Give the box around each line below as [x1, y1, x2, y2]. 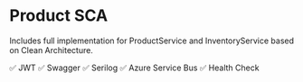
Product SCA [9, 5, 109, 26]
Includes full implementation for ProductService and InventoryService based [9, 35, 295, 46]
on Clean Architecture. [9, 44, 93, 55]
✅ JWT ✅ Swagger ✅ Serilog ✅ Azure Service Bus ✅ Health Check [9, 62, 260, 73]
